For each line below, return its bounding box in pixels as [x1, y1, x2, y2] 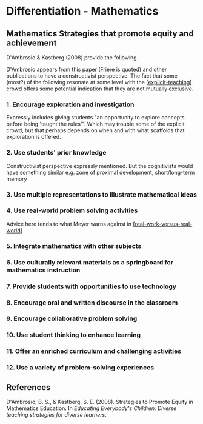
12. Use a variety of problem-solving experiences [6, 363, 155, 372]
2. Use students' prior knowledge [6, 149, 107, 157]
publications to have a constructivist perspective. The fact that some [6, 72, 178, 79]
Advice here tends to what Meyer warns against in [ [6, 220, 135, 227]
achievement [6, 38, 57, 48]
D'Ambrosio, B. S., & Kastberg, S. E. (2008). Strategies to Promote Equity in [6, 399, 194, 405]
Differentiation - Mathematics [6, 4, 159, 18]
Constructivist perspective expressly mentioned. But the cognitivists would [6, 162, 193, 169]
